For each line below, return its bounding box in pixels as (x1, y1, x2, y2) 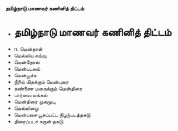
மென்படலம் (13, 65, 41, 72)
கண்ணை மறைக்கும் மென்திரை (13, 85, 83, 92)
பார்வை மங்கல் (13, 91, 48, 98)
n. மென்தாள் (13, 45, 43, 52)
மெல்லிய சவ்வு (13, 52, 47, 59)
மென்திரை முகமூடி (13, 98, 56, 105)
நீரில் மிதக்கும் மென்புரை (13, 78, 69, 85)
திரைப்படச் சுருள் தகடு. (13, 118, 65, 125)
